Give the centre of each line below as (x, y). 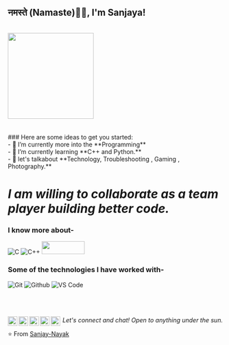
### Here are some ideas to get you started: (70, 137)
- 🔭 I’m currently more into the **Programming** (77, 144)
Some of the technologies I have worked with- (86, 270)
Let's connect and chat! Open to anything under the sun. (143, 320)
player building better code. (89, 209)
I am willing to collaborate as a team (113, 194)
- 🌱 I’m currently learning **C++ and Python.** (75, 151)
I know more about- (41, 230)
